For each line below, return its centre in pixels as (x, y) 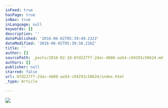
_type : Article (21, 81)
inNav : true (18, 19)
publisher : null (22, 67)
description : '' (22, 34)
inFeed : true (19, 10)
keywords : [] (19, 29)
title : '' (16, 48)
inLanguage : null (24, 24)
